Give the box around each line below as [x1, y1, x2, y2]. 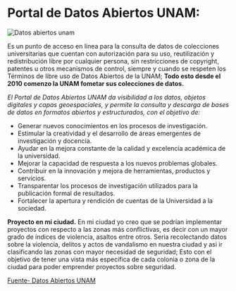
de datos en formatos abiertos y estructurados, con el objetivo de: [7, 108, 201, 116]
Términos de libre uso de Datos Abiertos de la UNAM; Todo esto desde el [7, 72, 221, 80]
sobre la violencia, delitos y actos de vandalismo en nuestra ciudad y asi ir [7, 240, 223, 248]
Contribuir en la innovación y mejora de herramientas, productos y [17, 166, 211, 175]
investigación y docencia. [17, 136, 92, 145]
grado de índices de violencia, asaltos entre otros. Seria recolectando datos [7, 233, 227, 241]
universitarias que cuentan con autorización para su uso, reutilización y [7, 49, 215, 58]
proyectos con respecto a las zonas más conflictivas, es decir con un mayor [7, 225, 228, 233]
